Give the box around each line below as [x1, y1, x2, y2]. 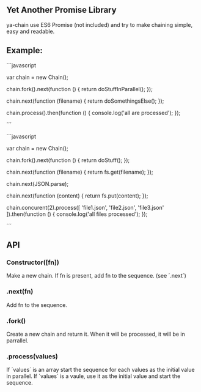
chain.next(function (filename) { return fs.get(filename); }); [6, 168, 154, 176]
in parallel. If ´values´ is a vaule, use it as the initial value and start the [6, 372, 181, 380]
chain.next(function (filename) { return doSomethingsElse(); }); [6, 97, 164, 105]
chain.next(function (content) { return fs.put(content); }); [6, 192, 148, 199]
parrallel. [6, 336, 29, 344]
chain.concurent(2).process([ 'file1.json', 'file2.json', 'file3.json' [6, 204, 164, 211]
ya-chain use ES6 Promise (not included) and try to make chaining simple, [6, 21, 193, 28]
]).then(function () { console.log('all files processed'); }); [6, 210, 148, 218]
